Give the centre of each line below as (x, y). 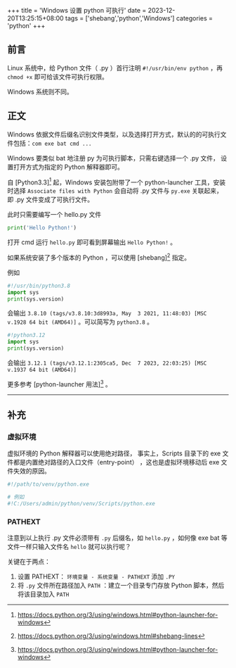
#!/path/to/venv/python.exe (48, 484)
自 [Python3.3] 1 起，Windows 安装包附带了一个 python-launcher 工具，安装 (117, 182)
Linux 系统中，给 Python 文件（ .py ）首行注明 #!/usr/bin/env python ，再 (115, 68)
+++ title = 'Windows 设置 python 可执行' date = (77, 10)
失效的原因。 (32, 471)
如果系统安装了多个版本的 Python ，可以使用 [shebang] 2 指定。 (99, 257)
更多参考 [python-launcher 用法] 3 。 (60, 384)
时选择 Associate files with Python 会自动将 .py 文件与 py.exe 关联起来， (115, 191)
